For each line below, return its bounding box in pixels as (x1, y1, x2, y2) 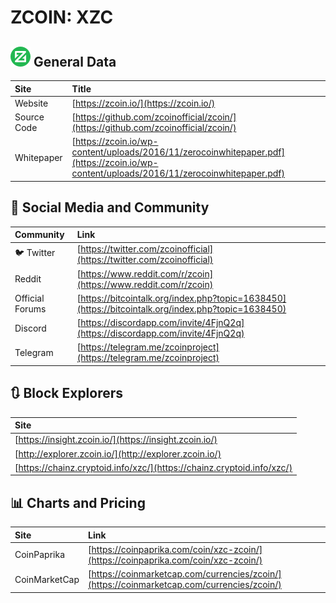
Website (14, 97, 49, 109)
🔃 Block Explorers (10, 385, 124, 402)
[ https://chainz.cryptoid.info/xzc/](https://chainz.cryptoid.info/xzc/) (14, 461, 293, 473)
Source (14, 111, 45, 123)
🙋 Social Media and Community (10, 199, 210, 216)
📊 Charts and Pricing (10, 494, 146, 511)
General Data (33, 53, 117, 70)
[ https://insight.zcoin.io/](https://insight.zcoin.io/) (14, 434, 218, 446)
